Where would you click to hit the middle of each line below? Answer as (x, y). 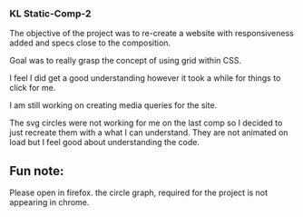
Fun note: (37, 171)
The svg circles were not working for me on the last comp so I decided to (146, 123)
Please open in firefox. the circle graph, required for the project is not (139, 192)
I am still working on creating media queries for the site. (113, 105)
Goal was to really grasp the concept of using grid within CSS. (126, 61)
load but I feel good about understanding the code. (104, 143)
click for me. (33, 88)
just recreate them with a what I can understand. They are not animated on (149, 133)
